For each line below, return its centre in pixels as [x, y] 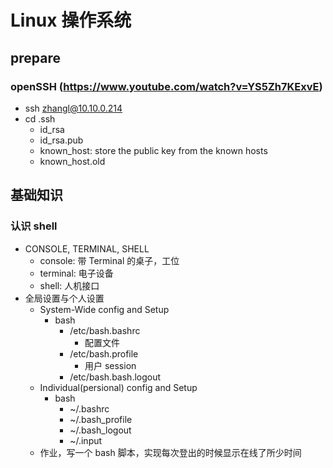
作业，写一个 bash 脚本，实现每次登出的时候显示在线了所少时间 [170, 452]
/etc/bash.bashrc [105, 330]
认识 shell [34, 226]
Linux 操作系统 [71, 20]
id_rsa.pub [61, 140]
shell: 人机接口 [69, 285]
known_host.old [72, 161]
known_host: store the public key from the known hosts [153, 150]
